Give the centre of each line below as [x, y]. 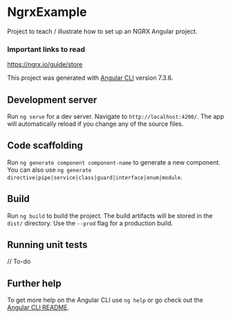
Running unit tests [47, 245]
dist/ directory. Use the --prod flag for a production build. [90, 223]
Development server [52, 100]
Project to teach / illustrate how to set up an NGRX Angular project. [102, 31]
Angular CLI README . [38, 308]
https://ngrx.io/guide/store [45, 65]
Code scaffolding [45, 145]
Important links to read [46, 49]
